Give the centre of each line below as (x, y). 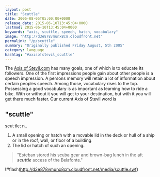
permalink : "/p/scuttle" (30, 41)
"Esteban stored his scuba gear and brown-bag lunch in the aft (80, 155)
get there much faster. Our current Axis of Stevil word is (61, 99)
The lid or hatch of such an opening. (48, 146)
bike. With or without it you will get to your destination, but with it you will (78, 94)
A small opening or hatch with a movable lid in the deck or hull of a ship (83, 135)
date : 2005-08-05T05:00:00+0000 (38, 18)
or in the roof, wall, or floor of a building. (52, 140)
